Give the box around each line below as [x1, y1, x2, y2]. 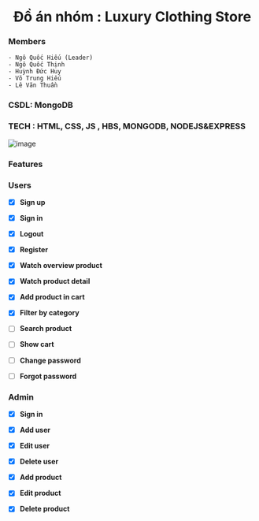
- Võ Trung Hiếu [8, 75, 61, 83]
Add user [19, 426, 51, 435]
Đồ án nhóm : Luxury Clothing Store [13, 8, 252, 26]
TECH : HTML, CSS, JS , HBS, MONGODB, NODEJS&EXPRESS [8, 121, 246, 132]
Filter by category [19, 308, 80, 318]
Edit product [19, 489, 61, 498]
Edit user [19, 441, 50, 451]
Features [8, 158, 43, 169]
